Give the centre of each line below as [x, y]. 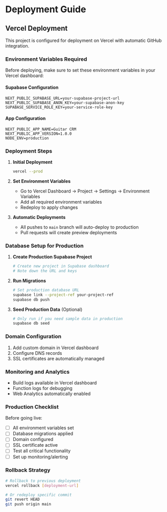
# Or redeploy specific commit [39, 495]
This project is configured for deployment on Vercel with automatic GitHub [83, 40]
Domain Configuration [33, 336]
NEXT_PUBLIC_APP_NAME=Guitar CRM [41, 129]
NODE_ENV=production [27, 138]
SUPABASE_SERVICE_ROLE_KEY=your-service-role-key [59, 107]
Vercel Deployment [37, 28]
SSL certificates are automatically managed [58, 358]
